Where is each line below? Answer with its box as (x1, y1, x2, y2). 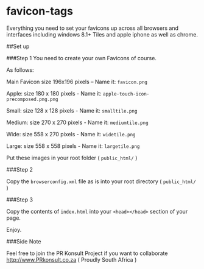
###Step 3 (6, 196, 33, 203)
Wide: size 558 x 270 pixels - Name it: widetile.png (6, 130, 136, 138)
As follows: (6, 66, 34, 74)
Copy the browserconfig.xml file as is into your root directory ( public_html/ (6, 178, 196, 185)
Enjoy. (6, 226, 22, 233)
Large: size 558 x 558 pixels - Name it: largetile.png (6, 142, 140, 150)
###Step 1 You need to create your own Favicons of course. (6, 54, 157, 61)
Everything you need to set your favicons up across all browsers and (6, 24, 178, 32)
